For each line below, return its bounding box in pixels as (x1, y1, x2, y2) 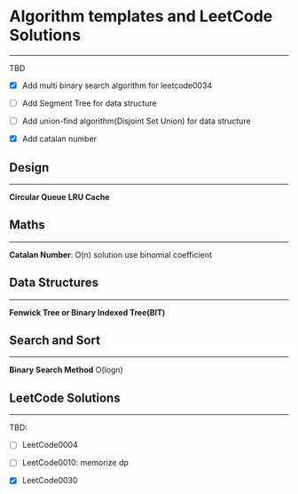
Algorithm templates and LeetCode (9, 6, 273, 27)
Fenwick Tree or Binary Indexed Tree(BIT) (9, 307, 166, 317)
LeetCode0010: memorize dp (21, 458, 129, 468)
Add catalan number (21, 133, 98, 144)
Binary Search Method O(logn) (9, 364, 124, 375)
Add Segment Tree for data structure (21, 98, 157, 108)
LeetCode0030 (21, 475, 78, 486)
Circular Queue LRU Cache (9, 192, 110, 202)
